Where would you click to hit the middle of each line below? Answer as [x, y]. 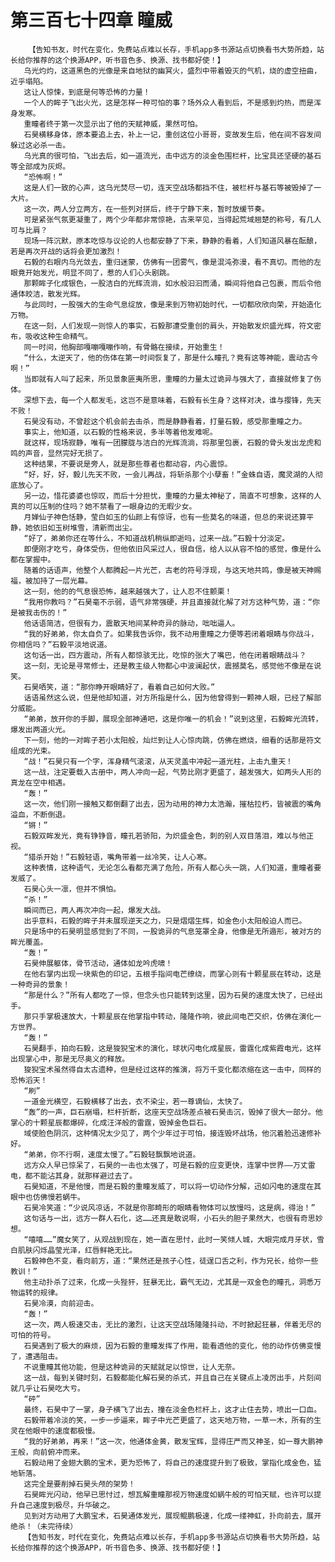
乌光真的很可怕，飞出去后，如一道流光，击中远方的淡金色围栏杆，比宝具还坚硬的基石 [172, 156]
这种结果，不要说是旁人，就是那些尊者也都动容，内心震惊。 [128, 464]
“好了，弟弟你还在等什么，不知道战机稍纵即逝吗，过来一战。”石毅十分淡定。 [156, 538]
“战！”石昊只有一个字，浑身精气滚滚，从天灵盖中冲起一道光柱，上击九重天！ [158, 761]
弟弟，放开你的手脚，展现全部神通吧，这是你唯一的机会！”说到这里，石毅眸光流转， [175, 719]
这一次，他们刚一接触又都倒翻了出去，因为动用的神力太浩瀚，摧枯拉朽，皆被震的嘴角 [172, 804]
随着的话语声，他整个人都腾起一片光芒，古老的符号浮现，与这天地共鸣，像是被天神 [169, 570]
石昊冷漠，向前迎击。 [61, 1303]
